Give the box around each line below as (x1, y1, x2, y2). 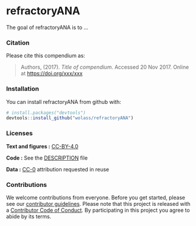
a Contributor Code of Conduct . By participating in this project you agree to (6, 206, 190, 214)
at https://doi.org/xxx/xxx (20, 70, 83, 77)
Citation (6, 39, 30, 47)
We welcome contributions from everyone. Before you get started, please (6, 194, 185, 201)
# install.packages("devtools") (6, 110, 86, 116)
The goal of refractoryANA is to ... (6, 24, 89, 31)
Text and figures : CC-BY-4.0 (6, 142, 79, 149)
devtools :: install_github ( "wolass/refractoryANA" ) (6, 115, 134, 121)
